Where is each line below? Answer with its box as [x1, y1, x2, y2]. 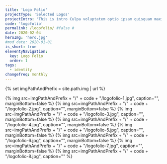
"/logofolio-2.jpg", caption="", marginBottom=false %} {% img [5, 105, 133, 112]
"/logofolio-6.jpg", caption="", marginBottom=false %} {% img [5, 137, 133, 143]
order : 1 [9, 58, 28, 63]
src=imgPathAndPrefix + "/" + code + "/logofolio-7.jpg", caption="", [5, 143, 144, 149]
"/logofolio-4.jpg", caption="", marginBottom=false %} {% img [5, 121, 133, 127]
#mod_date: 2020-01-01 [5, 40, 52, 45]
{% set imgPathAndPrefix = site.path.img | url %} [5, 85, 106, 91]
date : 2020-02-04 [5, 30, 41, 35]
